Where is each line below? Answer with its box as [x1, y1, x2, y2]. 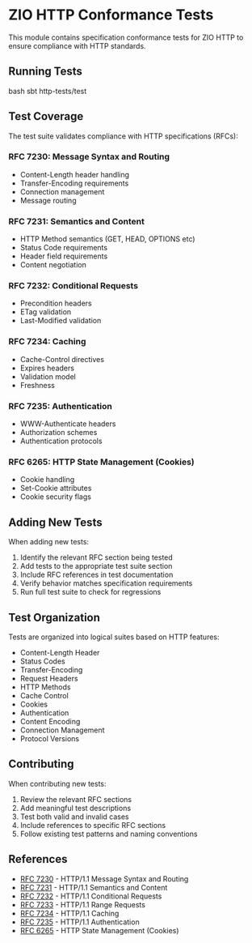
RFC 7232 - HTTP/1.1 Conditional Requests [19, 891, 162, 901]
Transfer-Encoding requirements [19, 178, 129, 188]
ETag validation [19, 307, 72, 317]
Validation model [19, 371, 77, 382]
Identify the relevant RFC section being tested [19, 553, 174, 562]
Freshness [19, 380, 55, 390]
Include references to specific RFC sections [19, 820, 166, 830]
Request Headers [19, 673, 78, 683]
